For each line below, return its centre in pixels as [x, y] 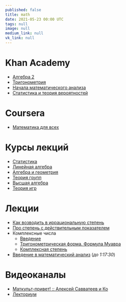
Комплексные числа [34, 233]
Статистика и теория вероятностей [50, 93]
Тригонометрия [29, 82]
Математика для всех [35, 127]
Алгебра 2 [23, 77]
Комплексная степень [43, 249]
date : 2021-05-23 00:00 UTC [34, 19]
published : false [23, 10]
